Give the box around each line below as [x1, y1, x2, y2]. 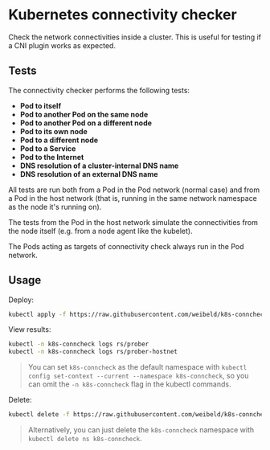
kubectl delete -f [8, 411, 70, 419]
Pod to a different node [19, 135, 99, 145]
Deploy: [8, 295, 35, 305]
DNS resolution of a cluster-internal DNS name [19, 161, 179, 170]
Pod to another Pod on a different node [19, 118, 153, 128]
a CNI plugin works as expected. [8, 40, 117, 50]
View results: [8, 325, 51, 334]
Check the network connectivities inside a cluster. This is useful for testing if [8, 32, 261, 42]
